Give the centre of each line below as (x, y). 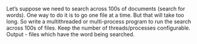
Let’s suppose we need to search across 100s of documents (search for (96, 9)
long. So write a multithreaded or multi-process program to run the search (99, 21)
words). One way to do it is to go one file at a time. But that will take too (95, 15)
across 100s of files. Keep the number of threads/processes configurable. (98, 28)
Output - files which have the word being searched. (71, 34)
